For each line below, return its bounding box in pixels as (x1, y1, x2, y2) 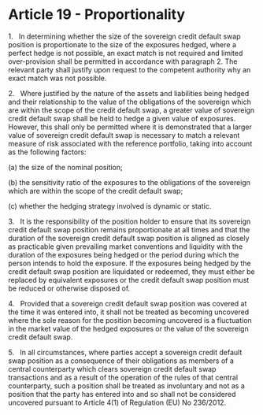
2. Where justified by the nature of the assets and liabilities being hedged (8, 88, 250, 98)
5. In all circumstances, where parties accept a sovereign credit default (8, 347, 243, 357)
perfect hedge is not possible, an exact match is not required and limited (8, 48, 243, 57)
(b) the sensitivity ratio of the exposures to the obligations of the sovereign (8, 177, 250, 187)
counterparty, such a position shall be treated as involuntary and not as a (8, 380, 246, 391)
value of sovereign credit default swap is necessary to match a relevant (8, 130, 240, 139)
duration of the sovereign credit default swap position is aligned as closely (8, 233, 250, 243)
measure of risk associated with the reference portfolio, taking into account (8, 139, 253, 148)
